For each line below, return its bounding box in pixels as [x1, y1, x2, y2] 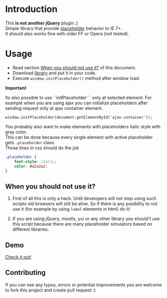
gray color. [5, 129, 27, 135]
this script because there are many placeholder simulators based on [12, 221, 153, 227]
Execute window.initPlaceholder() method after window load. [12, 75, 141, 81]
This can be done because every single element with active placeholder [5, 134, 153, 140]
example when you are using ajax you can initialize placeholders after [5, 100, 148, 106]
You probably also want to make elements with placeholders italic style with [5, 123, 161, 129]
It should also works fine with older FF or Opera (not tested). [5, 30, 130, 36]
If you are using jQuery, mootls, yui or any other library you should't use [12, 216, 160, 222]
